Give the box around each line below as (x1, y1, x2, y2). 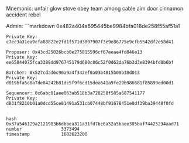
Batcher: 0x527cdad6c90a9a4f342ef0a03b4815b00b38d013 (6, 70, 140, 76)
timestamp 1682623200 (6, 131, 88, 137)
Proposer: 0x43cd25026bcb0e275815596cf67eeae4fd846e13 (6, 49, 143, 55)
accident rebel (6, 11, 41, 18)
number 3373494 (6, 126, 80, 132)
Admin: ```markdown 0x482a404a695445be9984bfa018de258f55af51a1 (6, 23, 180, 29)
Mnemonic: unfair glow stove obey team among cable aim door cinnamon (6, 5, 184, 12)
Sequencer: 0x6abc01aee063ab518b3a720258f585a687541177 (6, 90, 145, 96)
